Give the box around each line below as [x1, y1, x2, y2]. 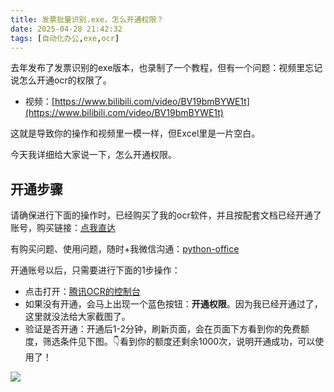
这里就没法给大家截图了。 [24, 311, 131, 323]
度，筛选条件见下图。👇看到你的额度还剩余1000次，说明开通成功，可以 [24, 336, 316, 348]
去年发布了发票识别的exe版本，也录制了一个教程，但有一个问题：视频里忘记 [10, 62, 323, 74]
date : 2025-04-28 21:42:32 [10, 24, 123, 34]
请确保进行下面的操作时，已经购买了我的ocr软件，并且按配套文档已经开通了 [10, 209, 322, 221]
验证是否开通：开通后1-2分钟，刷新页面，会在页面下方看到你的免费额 [24, 323, 310, 335]
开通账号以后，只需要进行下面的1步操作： [10, 264, 181, 276]
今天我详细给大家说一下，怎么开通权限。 [10, 149, 177, 161]
